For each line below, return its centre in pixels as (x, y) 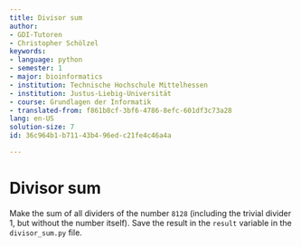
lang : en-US (32, 119)
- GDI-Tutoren (36, 34)
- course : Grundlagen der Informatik (80, 102)
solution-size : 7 (42, 128)
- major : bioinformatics (56, 77)
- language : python (46, 60)
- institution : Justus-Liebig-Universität (90, 93)
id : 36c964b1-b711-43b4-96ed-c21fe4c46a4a (90, 136)
